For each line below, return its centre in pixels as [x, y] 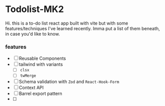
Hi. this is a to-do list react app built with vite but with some [67, 23]
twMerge [28, 76]
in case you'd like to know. [33, 34]
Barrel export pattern [40, 93]
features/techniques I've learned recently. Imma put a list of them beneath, [82, 28]
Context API [31, 88]
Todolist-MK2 [35, 9]
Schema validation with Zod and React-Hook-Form [69, 82]
